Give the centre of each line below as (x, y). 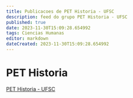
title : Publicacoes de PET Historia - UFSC (60, 11)
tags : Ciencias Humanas (35, 33)
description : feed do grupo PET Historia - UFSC (67, 17)
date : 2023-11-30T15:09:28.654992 (49, 28)
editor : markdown (27, 38)
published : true (26, 22)
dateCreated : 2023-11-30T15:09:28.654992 (58, 44)
